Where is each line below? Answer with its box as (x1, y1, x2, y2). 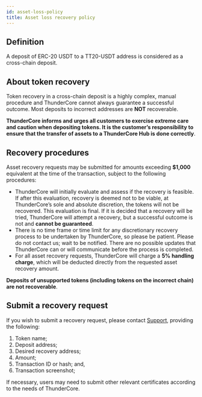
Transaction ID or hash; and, (14, 360, 85, 367)
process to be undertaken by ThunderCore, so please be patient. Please (14, 233, 194, 240)
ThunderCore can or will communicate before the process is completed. (14, 246, 194, 253)
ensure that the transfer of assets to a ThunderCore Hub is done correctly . (6, 130, 196, 138)
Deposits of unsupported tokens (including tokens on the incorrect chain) (6, 276, 194, 284)
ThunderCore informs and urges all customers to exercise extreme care (6, 117, 189, 124)
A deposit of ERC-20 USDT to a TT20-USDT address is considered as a (6, 52, 183, 60)
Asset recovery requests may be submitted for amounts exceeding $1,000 (6, 164, 191, 171)
